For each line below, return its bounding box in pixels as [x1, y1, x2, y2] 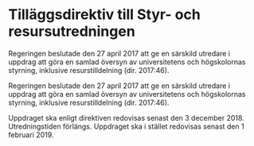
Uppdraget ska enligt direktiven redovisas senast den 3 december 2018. [8, 113, 244, 122]
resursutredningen [8, 22, 135, 40]
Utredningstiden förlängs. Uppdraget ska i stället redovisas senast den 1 [8, 121, 244, 131]
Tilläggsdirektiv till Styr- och [8, 6, 201, 24]
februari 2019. [8, 129, 54, 140]
